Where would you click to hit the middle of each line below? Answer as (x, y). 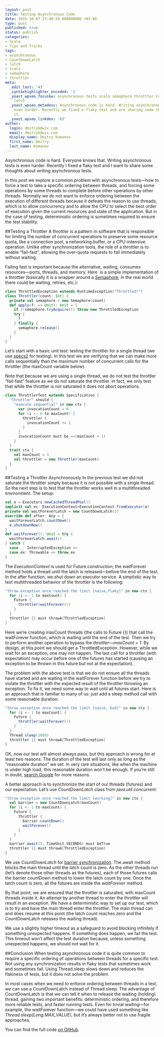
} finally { (26, 323)
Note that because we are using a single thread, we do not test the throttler (81, 376)
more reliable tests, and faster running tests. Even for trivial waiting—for (77, 1004)
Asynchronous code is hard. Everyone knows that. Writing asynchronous (78, 160)
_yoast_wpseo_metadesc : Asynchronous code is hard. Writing (72, 105)
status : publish (21, 32)
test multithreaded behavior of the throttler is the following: (64, 582)
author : (13, 123)
